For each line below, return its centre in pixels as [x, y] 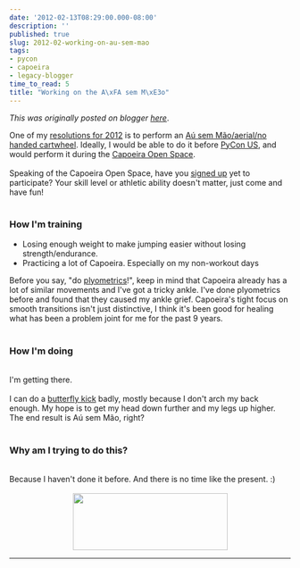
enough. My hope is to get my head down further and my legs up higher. [142, 408]
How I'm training [46, 224]
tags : [19, 51]
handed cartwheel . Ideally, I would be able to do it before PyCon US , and [143, 145]
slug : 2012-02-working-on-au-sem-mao [79, 42]
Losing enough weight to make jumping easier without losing [134, 244]
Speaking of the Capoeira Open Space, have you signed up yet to [130, 173]
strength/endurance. [60, 253]
